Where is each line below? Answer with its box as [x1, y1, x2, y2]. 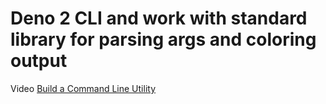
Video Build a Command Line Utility [10, 82, 157, 94]
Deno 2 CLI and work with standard [10, 7, 308, 30]
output [10, 50, 68, 72]
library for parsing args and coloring [10, 28, 317, 51]
